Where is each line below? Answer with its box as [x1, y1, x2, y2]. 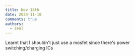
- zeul [10, 26, 24, 31]
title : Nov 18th [5, 7, 39, 12]
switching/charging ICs [5, 45, 53, 51]
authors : [5, 21, 24, 26]
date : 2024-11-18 [5, 12, 42, 17]
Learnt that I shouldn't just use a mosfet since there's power [5, 39, 130, 45]
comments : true [5, 16, 37, 21]
